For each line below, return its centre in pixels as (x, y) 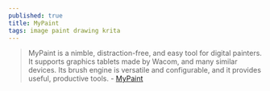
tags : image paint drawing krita (64, 30)
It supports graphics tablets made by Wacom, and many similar (133, 61)
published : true (35, 16)
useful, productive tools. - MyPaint (85, 79)
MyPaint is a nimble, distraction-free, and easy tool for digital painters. (145, 53)
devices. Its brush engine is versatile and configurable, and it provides (145, 70)
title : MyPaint (34, 23)
